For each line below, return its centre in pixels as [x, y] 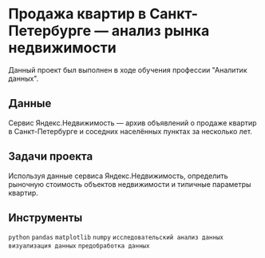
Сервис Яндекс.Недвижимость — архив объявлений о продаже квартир [132, 123]
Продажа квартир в [77, 14]
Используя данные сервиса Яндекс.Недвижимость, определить [119, 176]
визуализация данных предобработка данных [79, 246]
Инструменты [45, 218]
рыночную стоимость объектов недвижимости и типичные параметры [130, 184]
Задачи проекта [51, 157]
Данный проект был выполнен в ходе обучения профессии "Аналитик [128, 69]
